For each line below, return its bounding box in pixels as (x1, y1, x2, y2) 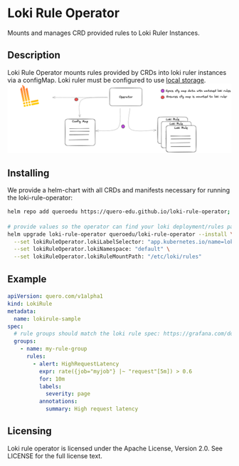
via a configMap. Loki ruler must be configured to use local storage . (7, 76, 206, 84)
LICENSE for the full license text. (7, 451, 103, 460)
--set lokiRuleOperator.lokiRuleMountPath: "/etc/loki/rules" (14, 253, 202, 261)
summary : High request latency (45, 405, 139, 413)
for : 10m (38, 376, 65, 383)
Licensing (7, 425, 52, 437)
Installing (7, 167, 50, 179)
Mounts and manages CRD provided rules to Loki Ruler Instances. (7, 29, 201, 37)
